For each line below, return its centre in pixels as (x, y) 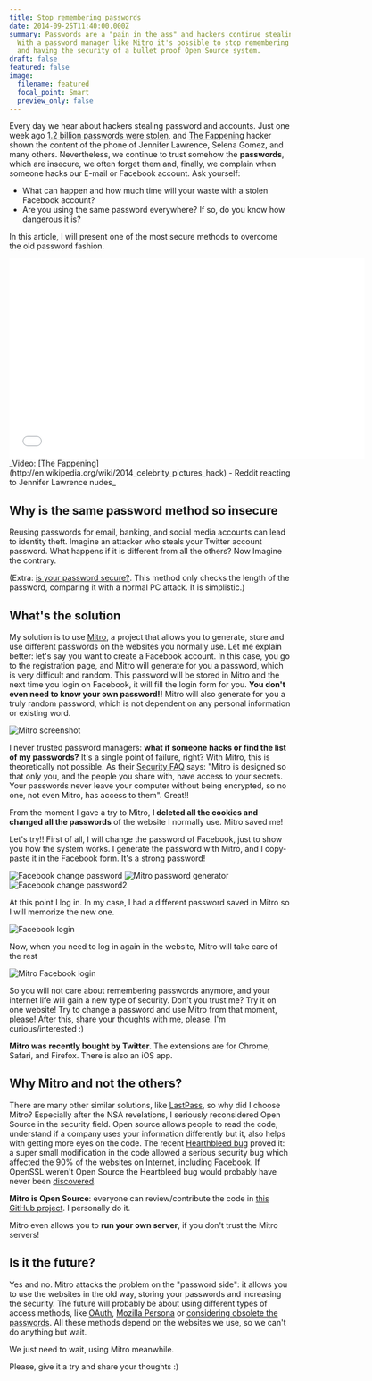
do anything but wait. (48, 1332)
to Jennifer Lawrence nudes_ (62, 483)
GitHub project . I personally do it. (70, 1208)
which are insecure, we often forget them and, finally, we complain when (143, 164)
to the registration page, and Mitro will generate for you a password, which (146, 665)
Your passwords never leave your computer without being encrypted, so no (148, 786)
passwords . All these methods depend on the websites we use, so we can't (148, 1322)
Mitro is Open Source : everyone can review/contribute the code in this (139, 1198)
